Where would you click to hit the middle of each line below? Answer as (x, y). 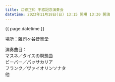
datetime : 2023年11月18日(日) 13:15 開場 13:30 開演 (58, 14)
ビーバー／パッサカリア (29, 62)
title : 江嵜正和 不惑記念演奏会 (34, 10)
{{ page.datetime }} (25, 28)
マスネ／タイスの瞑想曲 (29, 56)
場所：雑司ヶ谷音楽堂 (27, 39)
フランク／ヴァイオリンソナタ (35, 68)
